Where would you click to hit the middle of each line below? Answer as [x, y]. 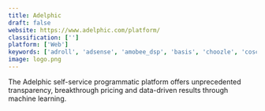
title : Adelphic [35, 15]
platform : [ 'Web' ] [38, 45]
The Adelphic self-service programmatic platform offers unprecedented [125, 81]
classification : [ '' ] [44, 37]
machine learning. [37, 98]
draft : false [30, 23]
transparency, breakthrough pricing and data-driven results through [118, 90]
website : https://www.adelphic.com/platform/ [84, 30]
